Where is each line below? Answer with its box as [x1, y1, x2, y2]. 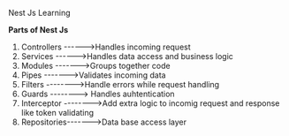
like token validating [20, 108, 95, 117]
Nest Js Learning [8, 8, 72, 18]
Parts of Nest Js [8, 25, 68, 34]
